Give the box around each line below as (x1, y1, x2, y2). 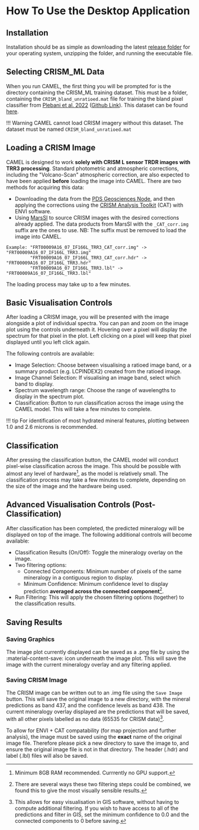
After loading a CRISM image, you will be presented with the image (6, 313, 169, 321)
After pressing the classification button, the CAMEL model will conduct (6, 456, 179, 463)
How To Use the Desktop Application (6, 4, 191, 18)
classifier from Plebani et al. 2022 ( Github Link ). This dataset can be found (6, 101, 188, 108)
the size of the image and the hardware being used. (6, 482, 132, 489)
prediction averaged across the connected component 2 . (23, 587, 164, 595)
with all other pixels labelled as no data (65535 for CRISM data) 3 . (6, 714, 165, 723)
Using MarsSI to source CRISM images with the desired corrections (14, 214, 179, 221)
